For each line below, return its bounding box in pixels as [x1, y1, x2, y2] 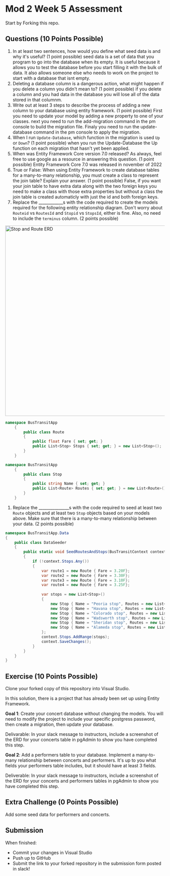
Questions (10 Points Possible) [5, 35, 104, 43]
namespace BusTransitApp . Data [5, 530, 69, 536]
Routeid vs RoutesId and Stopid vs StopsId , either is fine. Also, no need [12, 210, 161, 216]
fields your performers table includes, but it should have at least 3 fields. [5, 763, 157, 769]
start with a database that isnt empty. [12, 75, 91, 81]
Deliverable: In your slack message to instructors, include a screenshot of [5, 772, 158, 778]
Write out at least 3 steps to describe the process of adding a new [12, 102, 151, 108]
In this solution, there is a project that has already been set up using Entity [5, 695, 160, 701]
